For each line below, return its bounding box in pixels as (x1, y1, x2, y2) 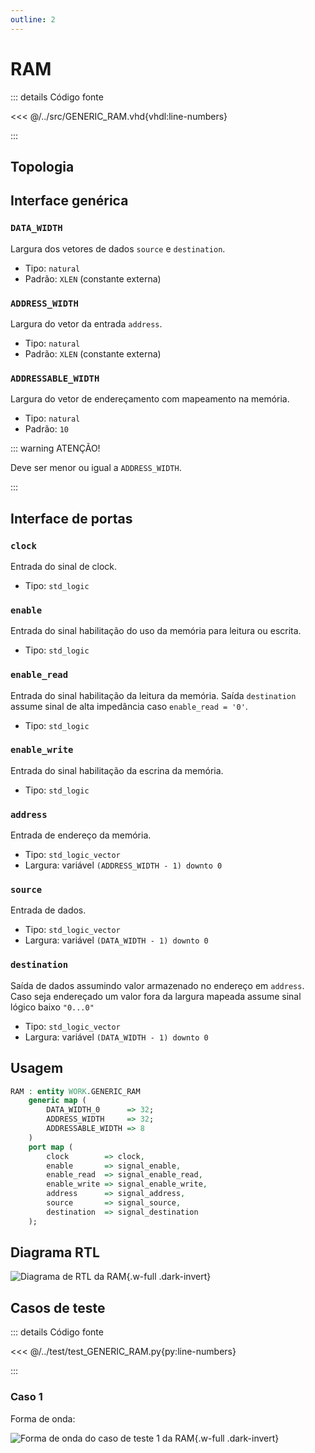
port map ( (28, 1142, 74, 1152)
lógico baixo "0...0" (10, 1001, 95, 1013)
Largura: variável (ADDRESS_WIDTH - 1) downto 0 (24, 859, 223, 871)
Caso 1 (10, 1390, 43, 1404)
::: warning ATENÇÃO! (10, 442, 101, 455)
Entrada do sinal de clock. (10, 560, 118, 572)
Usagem (10, 1060, 64, 1077)
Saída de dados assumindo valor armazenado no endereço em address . (10, 979, 305, 991)
